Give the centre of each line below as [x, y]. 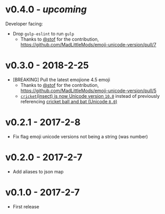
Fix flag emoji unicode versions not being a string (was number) [80, 136]
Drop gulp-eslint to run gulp [43, 33]
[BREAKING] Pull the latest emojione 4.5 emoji [61, 79]
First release [26, 206]
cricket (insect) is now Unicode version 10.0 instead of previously [90, 96]
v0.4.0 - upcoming [46, 10]
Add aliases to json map [38, 171]
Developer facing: [24, 24]
